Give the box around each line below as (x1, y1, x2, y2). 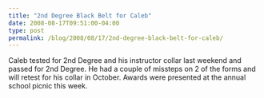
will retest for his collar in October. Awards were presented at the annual (8, 73, 246, 82)
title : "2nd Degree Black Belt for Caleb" (8, 11, 152, 20)
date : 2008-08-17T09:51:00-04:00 (8, 19, 120, 27)
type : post (8, 26, 45, 34)
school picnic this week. (8, 81, 88, 91)
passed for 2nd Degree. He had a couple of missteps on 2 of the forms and (8, 65, 256, 74)
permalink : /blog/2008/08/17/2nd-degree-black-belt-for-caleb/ (8, 33, 224, 42)
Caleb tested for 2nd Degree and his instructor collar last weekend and (8, 56, 242, 65)
